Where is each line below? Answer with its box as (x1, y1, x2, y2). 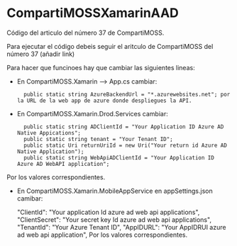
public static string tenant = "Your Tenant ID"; (23, 135, 173, 142)
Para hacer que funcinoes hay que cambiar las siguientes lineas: (6, 63, 196, 72)
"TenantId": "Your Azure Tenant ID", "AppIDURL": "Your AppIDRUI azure (16, 223, 226, 231)
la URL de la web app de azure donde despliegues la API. (16, 97, 192, 104)
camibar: (16, 194, 43, 203)
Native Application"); (16, 147, 84, 155)
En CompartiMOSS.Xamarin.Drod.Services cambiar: (16, 109, 168, 118)
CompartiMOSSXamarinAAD (6, 5, 179, 21)
